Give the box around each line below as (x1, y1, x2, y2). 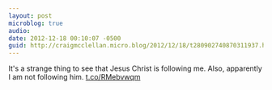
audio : (8, 27, 31, 35)
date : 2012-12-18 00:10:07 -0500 (8, 34, 121, 43)
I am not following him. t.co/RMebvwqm (8, 72, 141, 82)
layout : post (8, 11, 53, 20)
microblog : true (8, 19, 63, 27)
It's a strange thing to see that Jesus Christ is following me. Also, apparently (8, 63, 263, 73)
